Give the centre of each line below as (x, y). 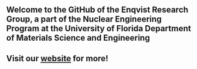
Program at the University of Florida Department (99, 28)
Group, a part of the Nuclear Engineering (84, 19)
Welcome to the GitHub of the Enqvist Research (97, 10)
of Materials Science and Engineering (78, 38)
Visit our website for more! (57, 58)
